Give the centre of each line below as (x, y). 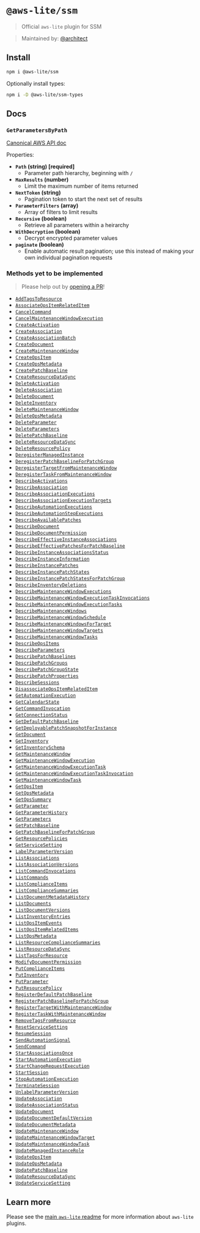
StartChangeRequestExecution (52, 1067)
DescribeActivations (41, 481)
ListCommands (32, 878)
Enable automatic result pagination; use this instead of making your (109, 251)
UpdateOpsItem (33, 1157)
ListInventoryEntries (43, 917)
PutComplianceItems (40, 969)
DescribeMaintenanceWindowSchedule (61, 618)
